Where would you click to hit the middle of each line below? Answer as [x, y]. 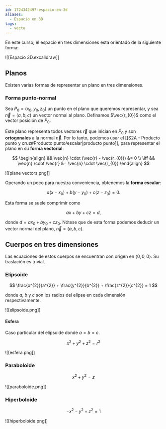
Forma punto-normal [31, 98]
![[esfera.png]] [20, 353]
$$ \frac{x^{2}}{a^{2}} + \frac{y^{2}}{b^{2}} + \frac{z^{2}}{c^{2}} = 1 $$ [83, 285]
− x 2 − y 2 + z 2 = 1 [83, 411]
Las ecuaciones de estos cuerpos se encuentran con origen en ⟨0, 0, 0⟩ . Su [82, 256]
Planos [16, 73]
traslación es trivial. [25, 262]
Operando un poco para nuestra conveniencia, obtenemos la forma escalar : [83, 183]
